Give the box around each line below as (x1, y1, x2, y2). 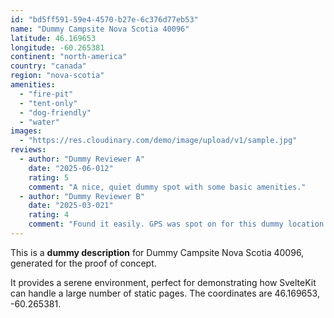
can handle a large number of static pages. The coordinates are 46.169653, (10, 287, 320, 299)
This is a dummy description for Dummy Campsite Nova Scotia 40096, (10, 246, 305, 258)
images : (10, 126, 43, 136)
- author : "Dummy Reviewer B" (19, 191, 145, 201)
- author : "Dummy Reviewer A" (19, 154, 145, 164)
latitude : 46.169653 (10, 33, 97, 43)
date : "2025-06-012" (28, 163, 114, 173)
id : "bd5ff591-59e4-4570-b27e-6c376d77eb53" (10, 14, 199, 25)
